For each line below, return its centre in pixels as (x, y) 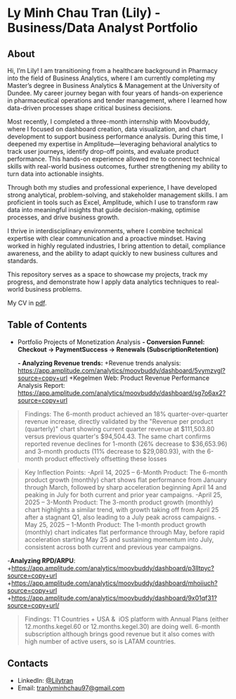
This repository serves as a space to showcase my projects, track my (108, 274)
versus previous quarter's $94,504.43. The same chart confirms (117, 436)
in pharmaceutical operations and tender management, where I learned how (117, 100)
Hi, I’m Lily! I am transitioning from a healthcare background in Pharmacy (112, 71)
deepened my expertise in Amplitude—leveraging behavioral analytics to (112, 144)
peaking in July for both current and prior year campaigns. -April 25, (123, 495)
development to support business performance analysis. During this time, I (115, 136)
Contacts (28, 664)
